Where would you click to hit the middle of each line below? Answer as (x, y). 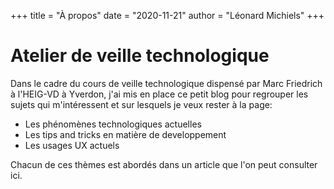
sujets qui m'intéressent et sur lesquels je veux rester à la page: (141, 104)
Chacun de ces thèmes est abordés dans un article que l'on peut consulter (164, 164)
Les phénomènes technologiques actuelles (113, 124)
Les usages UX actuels (72, 145)
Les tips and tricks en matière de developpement (125, 134)
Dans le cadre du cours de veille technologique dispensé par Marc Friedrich (166, 83)
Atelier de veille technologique (140, 56)
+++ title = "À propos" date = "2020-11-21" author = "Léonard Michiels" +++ (167, 15)
